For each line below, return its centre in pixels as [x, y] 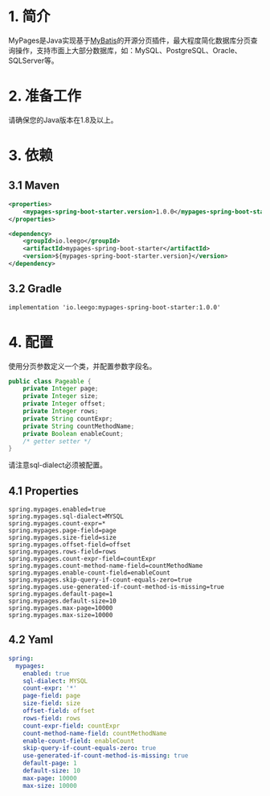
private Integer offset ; [64, 404]
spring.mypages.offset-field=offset [70, 545]
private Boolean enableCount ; [74, 433]
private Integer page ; [61, 389]
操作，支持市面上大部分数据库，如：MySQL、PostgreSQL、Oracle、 [129, 50]
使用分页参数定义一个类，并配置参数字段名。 [82, 366]
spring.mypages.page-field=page [62, 531]
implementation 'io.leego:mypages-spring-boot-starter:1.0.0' [115, 307]
